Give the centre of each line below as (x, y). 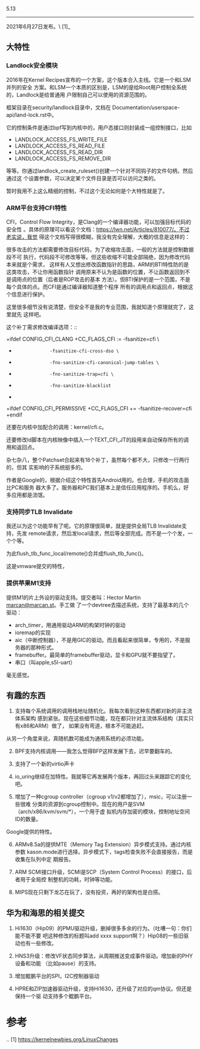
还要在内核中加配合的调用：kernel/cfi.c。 (57, 427)
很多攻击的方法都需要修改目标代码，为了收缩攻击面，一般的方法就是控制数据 (100, 249)
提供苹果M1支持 (29, 583)
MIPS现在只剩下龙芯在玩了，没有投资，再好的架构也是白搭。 (89, 892)
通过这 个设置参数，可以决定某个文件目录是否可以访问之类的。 (82, 178)
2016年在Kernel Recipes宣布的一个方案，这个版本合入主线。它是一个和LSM (99, 79)
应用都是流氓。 (29, 495)
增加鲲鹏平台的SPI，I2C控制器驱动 (57, 976)
